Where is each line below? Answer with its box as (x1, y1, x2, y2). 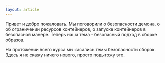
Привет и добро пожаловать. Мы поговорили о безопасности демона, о (5, 21, 160, 27)
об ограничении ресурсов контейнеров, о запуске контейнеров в (5, 26, 146, 32)
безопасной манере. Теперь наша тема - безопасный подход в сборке (5, 31, 157, 37)
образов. (5, 37, 25, 43)
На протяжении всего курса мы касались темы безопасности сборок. (5, 46, 156, 52)
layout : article (5, 7, 39, 12)
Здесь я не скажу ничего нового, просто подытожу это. (5, 52, 125, 58)
